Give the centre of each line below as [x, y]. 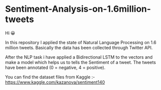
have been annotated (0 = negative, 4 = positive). [55, 67]
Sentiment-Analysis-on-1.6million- [78, 9]
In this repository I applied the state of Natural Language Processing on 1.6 [81, 42]
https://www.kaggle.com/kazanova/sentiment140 [55, 82]
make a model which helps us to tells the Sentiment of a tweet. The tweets [80, 62]
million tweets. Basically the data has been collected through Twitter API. [79, 47]
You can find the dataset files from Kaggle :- [50, 77]
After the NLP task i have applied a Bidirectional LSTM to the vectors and [79, 57]
